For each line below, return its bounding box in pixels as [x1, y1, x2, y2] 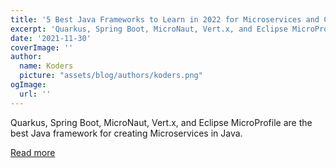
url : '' [19, 89, 52, 99]
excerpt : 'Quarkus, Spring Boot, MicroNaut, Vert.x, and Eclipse [10, 24, 288, 34]
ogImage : [10, 80, 47, 90]
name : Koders [19, 61, 74, 71]
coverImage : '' [10, 42, 74, 53]
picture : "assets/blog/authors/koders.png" [19, 71, 203, 81]
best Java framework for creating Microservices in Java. [10, 127, 243, 139]
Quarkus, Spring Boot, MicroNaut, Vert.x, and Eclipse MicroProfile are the [10, 116, 313, 128]
